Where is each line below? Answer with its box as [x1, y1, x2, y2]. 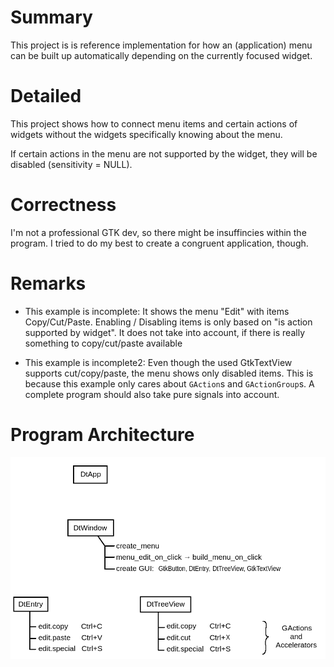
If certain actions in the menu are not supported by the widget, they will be [10, 147, 318, 160]
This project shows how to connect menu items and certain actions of [10, 117, 298, 130]
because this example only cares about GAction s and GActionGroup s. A [24, 377, 315, 390]
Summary [10, 6, 93, 29]
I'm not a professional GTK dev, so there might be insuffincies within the [10, 226, 307, 238]
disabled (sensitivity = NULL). [10, 158, 133, 170]
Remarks [10, 272, 87, 295]
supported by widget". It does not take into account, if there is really [24, 326, 305, 338]
